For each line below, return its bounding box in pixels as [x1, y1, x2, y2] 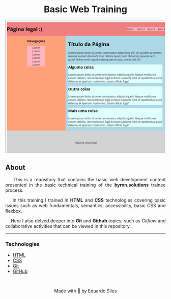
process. [5, 187, 24, 193]
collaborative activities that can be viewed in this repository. [5, 223, 131, 229]
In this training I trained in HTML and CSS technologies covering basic [12, 197, 166, 204]
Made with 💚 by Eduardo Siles [54, 288, 117, 294]
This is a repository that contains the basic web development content [13, 177, 166, 183]
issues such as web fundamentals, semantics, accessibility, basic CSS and [5, 203, 166, 209]
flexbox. [5, 208, 22, 214]
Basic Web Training [44, 4, 127, 15]
